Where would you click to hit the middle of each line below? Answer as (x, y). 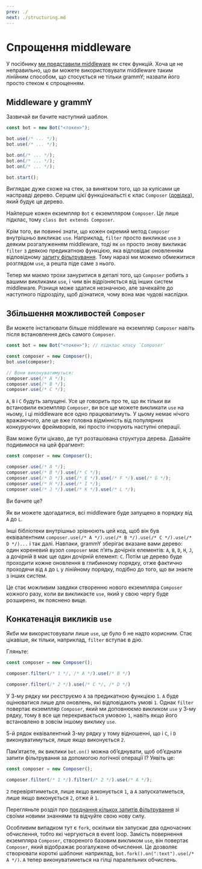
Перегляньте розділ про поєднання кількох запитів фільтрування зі (93, 809)
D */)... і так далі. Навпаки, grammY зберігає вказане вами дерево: (94, 543)
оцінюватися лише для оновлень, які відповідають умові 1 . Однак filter (100, 702)
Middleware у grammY (49, 102)
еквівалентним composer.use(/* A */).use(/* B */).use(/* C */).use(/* (99, 537)
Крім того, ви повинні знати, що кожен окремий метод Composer (88, 231)
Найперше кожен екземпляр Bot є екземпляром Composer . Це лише (93, 213)
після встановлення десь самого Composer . (61, 334)
